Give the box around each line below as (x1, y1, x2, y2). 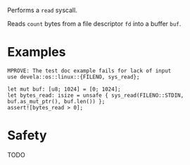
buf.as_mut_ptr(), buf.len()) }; (7, 98, 106, 105)
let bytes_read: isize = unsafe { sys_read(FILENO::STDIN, (7, 91, 184, 99)
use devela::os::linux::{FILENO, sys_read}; (7, 73, 140, 80)
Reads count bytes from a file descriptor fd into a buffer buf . (7, 20, 182, 27)
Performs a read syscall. (7, 6, 77, 14)
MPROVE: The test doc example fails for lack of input (7, 67, 172, 74)
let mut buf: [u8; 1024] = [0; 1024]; (7, 86, 121, 93)
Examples (7, 44, 66, 60)
